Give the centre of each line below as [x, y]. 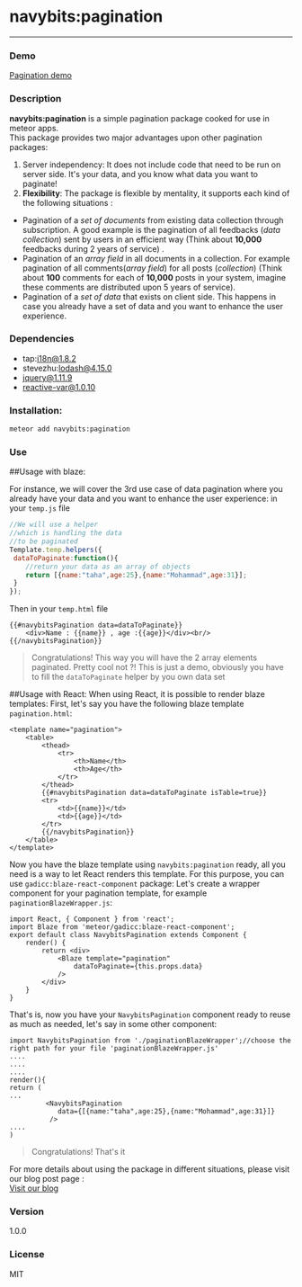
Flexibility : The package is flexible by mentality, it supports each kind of [156, 193]
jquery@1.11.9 [47, 377]
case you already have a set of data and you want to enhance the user [153, 306]
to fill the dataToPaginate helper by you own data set [128, 677]
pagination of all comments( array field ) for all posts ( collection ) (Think [152, 268]
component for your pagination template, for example [108, 893]
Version [27, 1211]
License [27, 1255]
